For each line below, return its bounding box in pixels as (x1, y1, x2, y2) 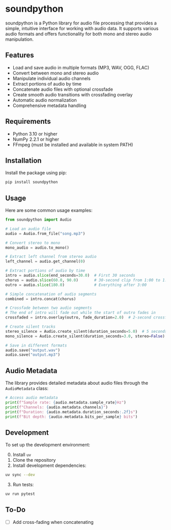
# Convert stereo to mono (5, 240, 60, 245)
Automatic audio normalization (12, 97, 77, 103)
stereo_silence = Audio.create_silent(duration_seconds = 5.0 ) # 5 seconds (5, 329, 167, 334)
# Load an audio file (5, 226, 51, 231)
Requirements (5, 117, 51, 126)
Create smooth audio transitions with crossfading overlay (12, 91, 133, 97)
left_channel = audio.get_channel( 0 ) (5, 259, 85, 264)
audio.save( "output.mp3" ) (5, 352, 60, 357)
